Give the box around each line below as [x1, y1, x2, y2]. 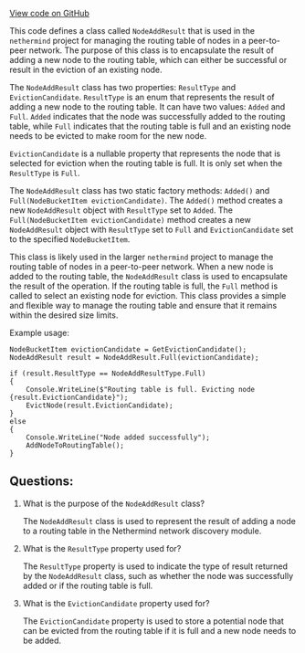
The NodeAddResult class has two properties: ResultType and [9, 82, 237, 92]
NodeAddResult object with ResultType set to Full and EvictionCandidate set [9, 224, 294, 235]
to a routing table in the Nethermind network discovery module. [22, 525, 262, 536]
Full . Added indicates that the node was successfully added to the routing [9, 111, 286, 121]
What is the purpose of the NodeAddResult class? [22, 498, 205, 509]
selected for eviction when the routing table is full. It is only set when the [9, 158, 283, 168]
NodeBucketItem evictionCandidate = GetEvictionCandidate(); [9, 345, 247, 354]
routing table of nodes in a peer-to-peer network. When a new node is [9, 261, 274, 272]
